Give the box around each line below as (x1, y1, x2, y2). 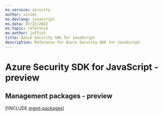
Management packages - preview (5, 92, 113, 100)
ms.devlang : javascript (5, 16, 55, 21)
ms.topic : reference (5, 26, 49, 31)
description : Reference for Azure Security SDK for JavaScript (5, 40, 140, 45)
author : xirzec (5, 12, 37, 17)
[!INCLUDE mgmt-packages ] (5, 105, 64, 111)
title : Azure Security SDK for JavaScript (5, 35, 95, 40)
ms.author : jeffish (5, 30, 46, 35)
